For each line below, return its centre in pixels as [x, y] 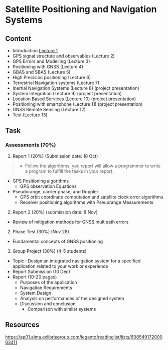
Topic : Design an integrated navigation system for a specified [76, 261]
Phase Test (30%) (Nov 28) [41, 231]
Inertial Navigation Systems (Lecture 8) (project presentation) [76, 88]
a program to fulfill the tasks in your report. [69, 171]
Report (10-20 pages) [35, 277]
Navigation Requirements [46, 288]
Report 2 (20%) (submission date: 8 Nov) [55, 212]
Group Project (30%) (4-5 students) [49, 251]
